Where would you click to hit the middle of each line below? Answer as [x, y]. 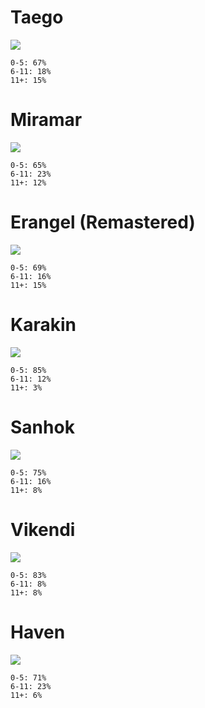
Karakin [43, 325]
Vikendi [43, 529]
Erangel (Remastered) [103, 222]
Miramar [46, 120]
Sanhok [42, 427]
